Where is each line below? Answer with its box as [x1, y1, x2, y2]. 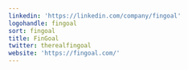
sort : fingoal [8, 27, 56, 35]
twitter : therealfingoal [8, 42, 92, 50]
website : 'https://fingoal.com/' [8, 49, 121, 57]
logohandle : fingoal [8, 19, 78, 27]
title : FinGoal [8, 34, 59, 43]
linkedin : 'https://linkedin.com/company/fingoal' [8, 11, 182, 20]
